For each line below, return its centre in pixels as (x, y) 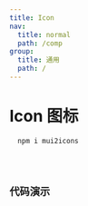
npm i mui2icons (48, 141)
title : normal (44, 34)
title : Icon (32, 18)
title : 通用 (39, 60)
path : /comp (40, 43)
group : (22, 52)
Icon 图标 (44, 117)
